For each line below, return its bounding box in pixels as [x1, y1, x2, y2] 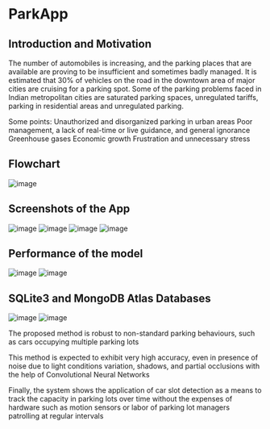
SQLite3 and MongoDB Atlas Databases [8, 291, 211, 305]
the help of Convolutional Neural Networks [8, 370, 151, 380]
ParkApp [8, 5, 69, 23]
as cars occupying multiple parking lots [8, 337, 139, 347]
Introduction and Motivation [8, 37, 152, 51]
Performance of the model [8, 247, 143, 260]
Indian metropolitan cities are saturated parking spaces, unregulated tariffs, [8, 93, 259, 102]
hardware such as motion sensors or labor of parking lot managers [8, 402, 231, 412]
